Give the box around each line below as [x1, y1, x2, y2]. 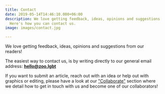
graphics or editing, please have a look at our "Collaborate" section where [5, 78, 156, 84]
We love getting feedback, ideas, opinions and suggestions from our [5, 43, 144, 49]
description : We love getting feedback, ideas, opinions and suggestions [5, 16, 161, 21]
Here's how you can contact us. [9, 21, 77, 26]
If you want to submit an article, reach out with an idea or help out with [5, 73, 149, 79]
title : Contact [5, 7, 37, 12]
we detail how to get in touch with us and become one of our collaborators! [5, 83, 158, 89]
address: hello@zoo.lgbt [5, 63, 56, 69]
